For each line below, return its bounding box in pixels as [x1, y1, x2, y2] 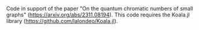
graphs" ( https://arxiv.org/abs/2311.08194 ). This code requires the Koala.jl [6, 11, 190, 18]
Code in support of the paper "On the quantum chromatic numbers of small [6, 5, 194, 12]
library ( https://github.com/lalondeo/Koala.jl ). [6, 18, 118, 24]
